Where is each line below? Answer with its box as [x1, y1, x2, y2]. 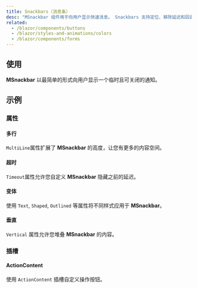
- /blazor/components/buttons [11, 25, 85, 31]
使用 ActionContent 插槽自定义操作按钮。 [6, 276, 105, 283]
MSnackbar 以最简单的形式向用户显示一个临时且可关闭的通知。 [6, 76, 161, 83]
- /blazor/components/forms [11, 36, 81, 42]
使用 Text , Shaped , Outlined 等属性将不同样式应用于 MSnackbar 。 [6, 202, 165, 209]
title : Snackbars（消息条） [6, 8, 71, 15]
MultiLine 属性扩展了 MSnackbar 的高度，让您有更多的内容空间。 [6, 144, 165, 151]
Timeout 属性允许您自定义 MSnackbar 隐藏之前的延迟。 [6, 173, 140, 180]
